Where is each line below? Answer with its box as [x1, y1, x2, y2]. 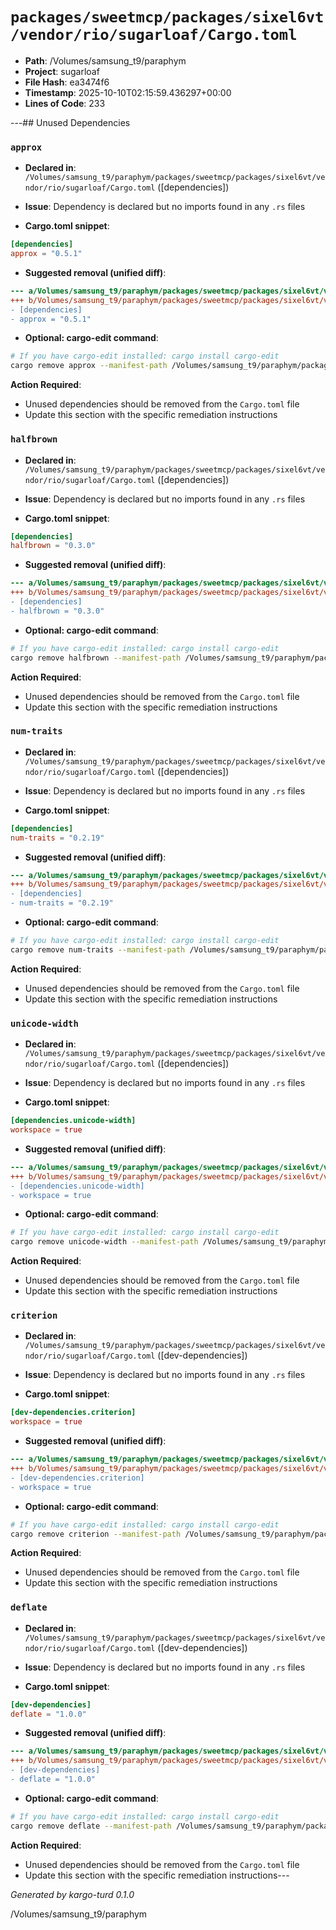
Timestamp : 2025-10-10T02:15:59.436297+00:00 [24, 86, 232, 98]
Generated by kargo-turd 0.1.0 [10, 1888, 135, 1900]
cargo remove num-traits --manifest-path [10, 944, 186, 955]
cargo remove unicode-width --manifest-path [10, 1237, 199, 1247]
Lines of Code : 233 [24, 97, 106, 109]
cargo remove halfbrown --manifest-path [10, 653, 182, 663]
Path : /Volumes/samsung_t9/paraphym [24, 54, 187, 67]
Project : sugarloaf [24, 65, 100, 77]
